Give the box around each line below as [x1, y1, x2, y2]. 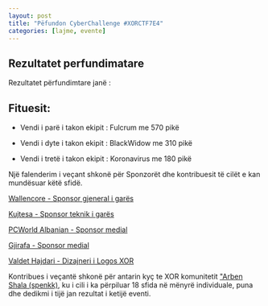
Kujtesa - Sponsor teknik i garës [8, 209, 114, 218]
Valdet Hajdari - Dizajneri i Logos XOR [8, 256, 134, 266]
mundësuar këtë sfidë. [8, 178, 83, 188]
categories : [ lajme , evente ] [8, 27, 106, 35]
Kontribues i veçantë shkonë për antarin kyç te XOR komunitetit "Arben [8, 271, 243, 281]
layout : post [8, 11, 52, 20]
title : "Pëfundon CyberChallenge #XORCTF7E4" [8, 19, 163, 27]
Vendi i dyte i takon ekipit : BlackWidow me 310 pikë [19, 139, 193, 147]
